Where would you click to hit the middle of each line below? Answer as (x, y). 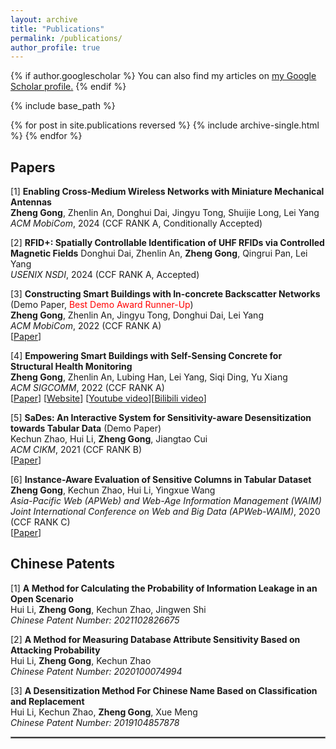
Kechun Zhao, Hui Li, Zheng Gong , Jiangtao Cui (109, 439)
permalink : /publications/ (66, 38)
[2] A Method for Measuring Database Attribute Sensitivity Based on (155, 639)
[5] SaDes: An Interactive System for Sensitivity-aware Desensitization (161, 418)
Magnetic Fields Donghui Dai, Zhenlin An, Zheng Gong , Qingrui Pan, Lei (159, 253)
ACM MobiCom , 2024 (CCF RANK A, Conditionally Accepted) (136, 223)
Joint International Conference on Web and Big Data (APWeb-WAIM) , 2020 (165, 512)
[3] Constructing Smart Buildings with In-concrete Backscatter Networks (165, 294)
